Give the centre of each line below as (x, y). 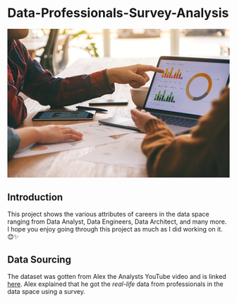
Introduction (35, 197)
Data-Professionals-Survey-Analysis (118, 13)
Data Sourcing (39, 259)
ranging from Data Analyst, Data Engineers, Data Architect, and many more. (117, 222)
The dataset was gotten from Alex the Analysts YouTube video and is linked (117, 277)
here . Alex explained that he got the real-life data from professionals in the (115, 284)
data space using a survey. (47, 292)
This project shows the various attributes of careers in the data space (108, 215)
